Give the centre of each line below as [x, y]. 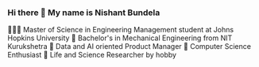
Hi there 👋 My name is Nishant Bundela [84, 13]
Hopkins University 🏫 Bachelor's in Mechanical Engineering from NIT [120, 38]
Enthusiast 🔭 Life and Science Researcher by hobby [92, 55]
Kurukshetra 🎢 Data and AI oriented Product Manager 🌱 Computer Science [129, 47]
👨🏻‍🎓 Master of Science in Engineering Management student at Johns [121, 30]
